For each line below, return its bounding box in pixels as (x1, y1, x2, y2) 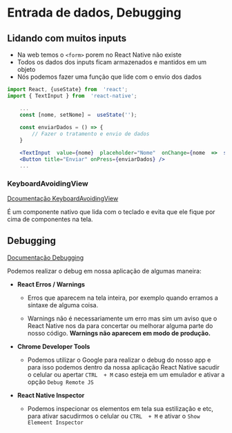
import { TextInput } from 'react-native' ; (7, 92, 137, 99)
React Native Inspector (17, 391, 85, 399)
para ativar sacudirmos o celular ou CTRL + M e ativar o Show (27, 412, 200, 420)
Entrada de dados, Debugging (7, 5, 182, 21)
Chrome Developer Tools (17, 342, 90, 350)
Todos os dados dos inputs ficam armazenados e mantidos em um (17, 58, 207, 66)
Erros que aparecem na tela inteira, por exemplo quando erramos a (27, 294, 219, 302)
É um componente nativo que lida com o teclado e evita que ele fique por (7, 207, 215, 215)
